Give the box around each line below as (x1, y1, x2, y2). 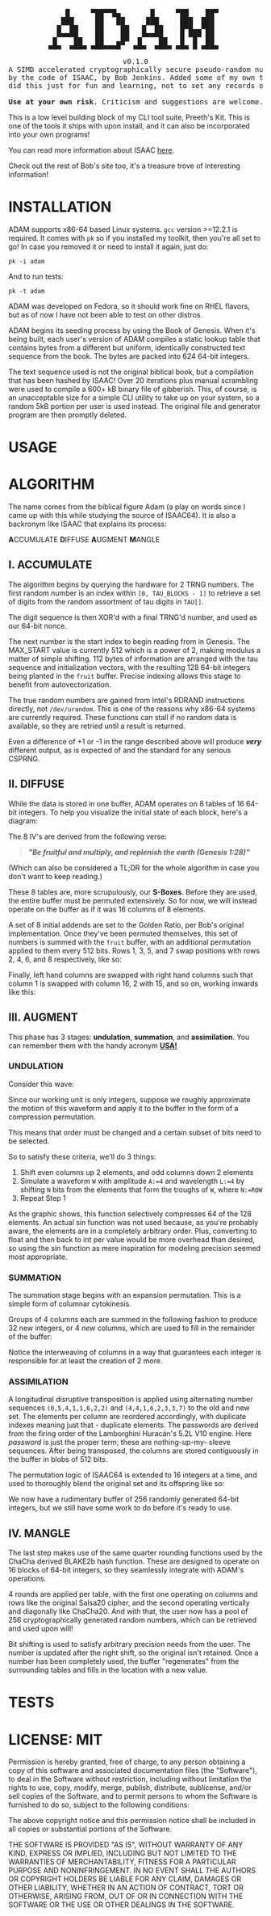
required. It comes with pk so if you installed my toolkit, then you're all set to (8, 233, 261, 242)
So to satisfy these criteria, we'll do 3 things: (8, 1152, 156, 1161)
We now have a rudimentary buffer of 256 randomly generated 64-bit (8, 1494, 240, 1504)
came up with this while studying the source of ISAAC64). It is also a (8, 511, 236, 520)
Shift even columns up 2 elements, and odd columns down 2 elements (19, 1167, 254, 1177)
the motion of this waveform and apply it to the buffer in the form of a (8, 1103, 239, 1113)
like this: (8, 987, 36, 996)
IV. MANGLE (8, 1526, 71, 1540)
